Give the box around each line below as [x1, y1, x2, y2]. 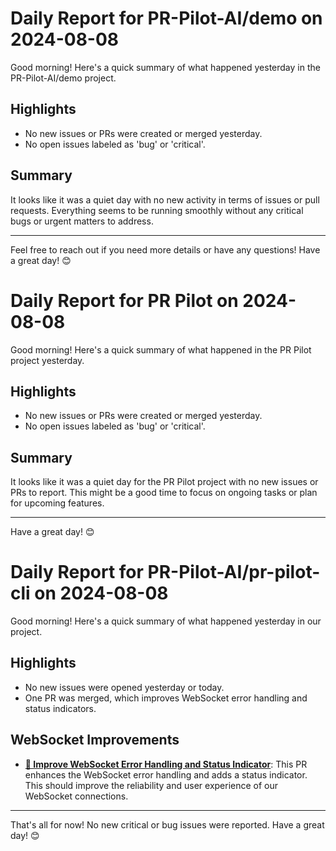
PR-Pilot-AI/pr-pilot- [147, 561, 321, 584]
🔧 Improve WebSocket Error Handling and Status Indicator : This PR [24, 758, 308, 770]
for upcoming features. [10, 497, 105, 509]
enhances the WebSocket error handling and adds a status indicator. [24, 768, 308, 781]
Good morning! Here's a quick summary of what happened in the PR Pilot [10, 343, 312, 356]
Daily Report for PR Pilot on [10, 289, 239, 312]
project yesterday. [10, 354, 85, 366]
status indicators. [24, 702, 97, 714]
